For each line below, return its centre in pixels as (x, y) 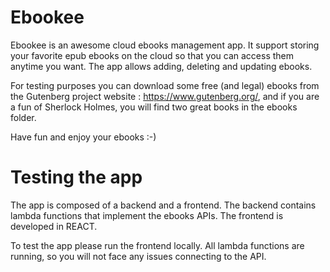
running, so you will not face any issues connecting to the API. (138, 256)
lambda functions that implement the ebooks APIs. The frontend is (147, 215)
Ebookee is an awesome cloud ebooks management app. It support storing (165, 45)
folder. (23, 117)
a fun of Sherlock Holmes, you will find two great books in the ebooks (154, 107)
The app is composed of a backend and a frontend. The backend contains (163, 205)
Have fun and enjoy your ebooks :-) (83, 137)
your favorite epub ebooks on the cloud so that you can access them (152, 55)
